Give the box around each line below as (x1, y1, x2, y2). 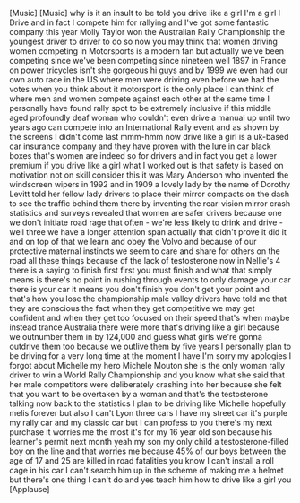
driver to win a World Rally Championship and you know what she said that (9, 369, 285, 380)
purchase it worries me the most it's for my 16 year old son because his (9, 427, 273, 438)
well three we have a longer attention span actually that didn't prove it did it (9, 227, 287, 237)
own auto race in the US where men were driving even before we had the (9, 74, 279, 84)
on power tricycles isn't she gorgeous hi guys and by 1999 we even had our (9, 65, 288, 75)
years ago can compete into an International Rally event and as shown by (9, 122, 279, 133)
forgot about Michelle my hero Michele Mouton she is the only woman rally (9, 360, 285, 370)
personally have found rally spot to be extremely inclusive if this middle (9, 103, 272, 113)
